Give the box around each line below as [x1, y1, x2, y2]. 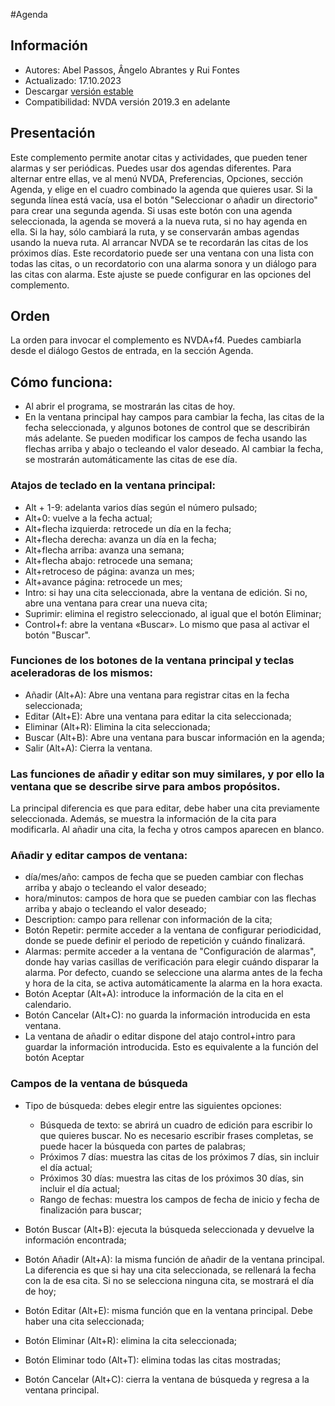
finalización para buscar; [39, 1204, 143, 1216]
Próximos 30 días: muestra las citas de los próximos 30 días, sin [39, 1172, 304, 1184]
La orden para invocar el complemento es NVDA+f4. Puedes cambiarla [10, 334, 302, 346]
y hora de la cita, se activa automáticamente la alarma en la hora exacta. [24, 977, 323, 989]
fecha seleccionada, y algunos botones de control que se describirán [24, 422, 311, 434]
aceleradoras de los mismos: [10, 666, 153, 680]
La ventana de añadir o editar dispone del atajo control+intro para [24, 1030, 296, 1043]
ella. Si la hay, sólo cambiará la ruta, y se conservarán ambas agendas [10, 225, 300, 238]
